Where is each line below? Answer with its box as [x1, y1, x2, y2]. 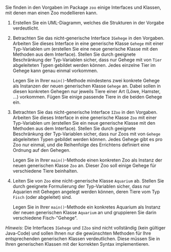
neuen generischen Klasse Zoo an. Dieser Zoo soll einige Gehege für [12, 163, 157, 168]
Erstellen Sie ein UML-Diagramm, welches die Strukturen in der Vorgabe [12, 20, 164, 26]
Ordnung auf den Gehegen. [12, 147, 70, 153]
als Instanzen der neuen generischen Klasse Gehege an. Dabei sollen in [12, 83, 161, 89]
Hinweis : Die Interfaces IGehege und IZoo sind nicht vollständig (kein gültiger [5, 225, 166, 231]
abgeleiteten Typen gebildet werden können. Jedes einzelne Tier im [12, 62, 156, 68]
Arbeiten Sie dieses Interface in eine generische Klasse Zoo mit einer [12, 114, 157, 121]
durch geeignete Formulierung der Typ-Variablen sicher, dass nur [12, 184, 151, 189]
